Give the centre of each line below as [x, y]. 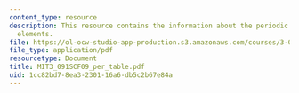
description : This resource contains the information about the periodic [149, 26]
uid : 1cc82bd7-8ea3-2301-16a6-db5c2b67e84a [91, 75]
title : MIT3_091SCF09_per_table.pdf [77, 67]
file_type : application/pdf [61, 50]
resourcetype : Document [53, 58]
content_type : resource [53, 17]
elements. [35, 34]
